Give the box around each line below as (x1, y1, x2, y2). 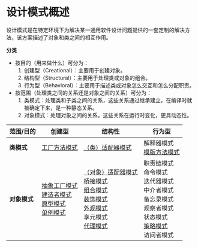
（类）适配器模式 (83, 143, 132, 151)
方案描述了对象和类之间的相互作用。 (22, 33, 112, 41)
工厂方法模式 (41, 143, 78, 151)
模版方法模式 (143, 148, 180, 156)
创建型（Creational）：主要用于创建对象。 (23, 66, 126, 74)
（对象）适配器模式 (83, 168, 138, 176)
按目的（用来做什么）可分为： (14, 59, 89, 66)
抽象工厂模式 (41, 181, 78, 190)
